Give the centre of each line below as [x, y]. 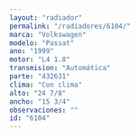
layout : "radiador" [46, 18]
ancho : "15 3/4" [40, 101]
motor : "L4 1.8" [40, 59]
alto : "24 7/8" [38, 93]
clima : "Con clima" [46, 85]
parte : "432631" [40, 77]
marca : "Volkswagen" [48, 34]
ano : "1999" [32, 51]
